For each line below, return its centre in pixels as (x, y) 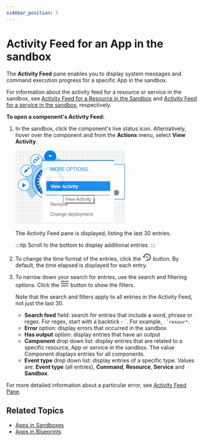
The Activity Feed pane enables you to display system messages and (94, 74)
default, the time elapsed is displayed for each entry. (81, 265)
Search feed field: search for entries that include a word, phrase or (109, 315)
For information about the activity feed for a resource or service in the (94, 92)
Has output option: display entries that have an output (92, 334)
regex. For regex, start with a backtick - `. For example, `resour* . (107, 321)
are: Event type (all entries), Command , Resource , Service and (104, 367)
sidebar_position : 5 (33, 13)
